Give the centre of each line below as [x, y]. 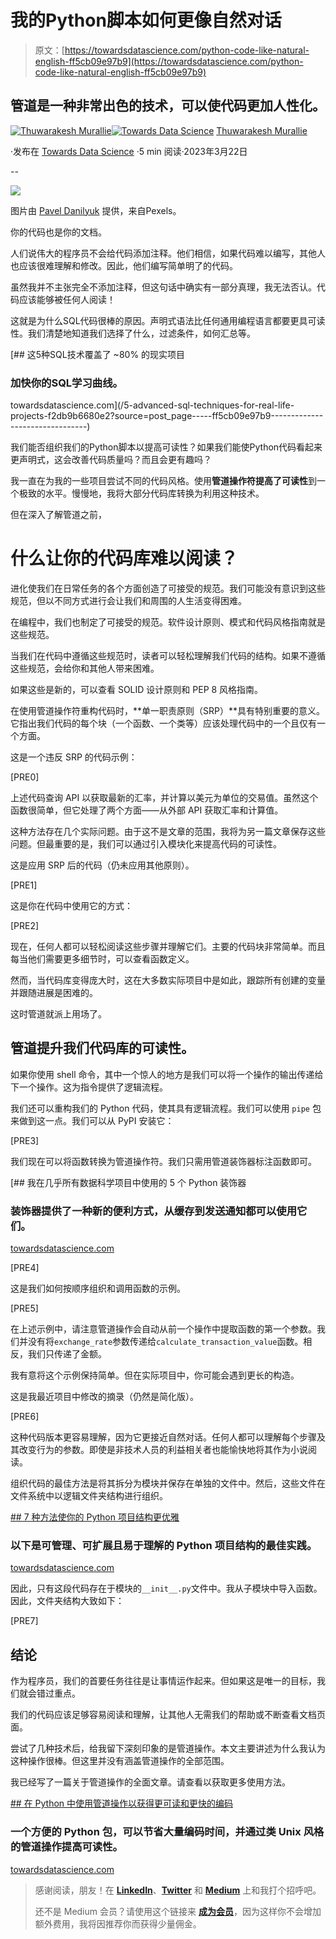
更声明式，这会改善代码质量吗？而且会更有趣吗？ [111, 460]
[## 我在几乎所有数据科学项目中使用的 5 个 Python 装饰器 [128, 1182]
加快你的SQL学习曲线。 [66, 383]
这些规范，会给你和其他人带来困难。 [85, 668]
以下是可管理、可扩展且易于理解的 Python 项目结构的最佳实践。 [164, 1546]
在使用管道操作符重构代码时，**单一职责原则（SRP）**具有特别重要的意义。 [167, 710]
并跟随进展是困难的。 [54, 992]
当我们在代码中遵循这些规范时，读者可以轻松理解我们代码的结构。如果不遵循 [168, 655]
